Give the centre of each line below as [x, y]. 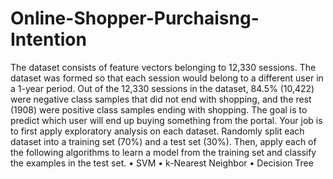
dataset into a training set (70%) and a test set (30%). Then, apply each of [163, 141]
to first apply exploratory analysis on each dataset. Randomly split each [157, 131]
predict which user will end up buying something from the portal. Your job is [166, 120]
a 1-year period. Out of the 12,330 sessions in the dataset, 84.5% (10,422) [162, 88]
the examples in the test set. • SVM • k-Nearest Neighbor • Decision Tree [162, 163]
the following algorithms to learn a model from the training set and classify [163, 152]
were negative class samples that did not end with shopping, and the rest [161, 99]
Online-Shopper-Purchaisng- [135, 18]
